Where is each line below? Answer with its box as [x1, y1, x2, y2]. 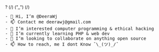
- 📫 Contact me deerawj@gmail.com [5, 19, 91, 25]
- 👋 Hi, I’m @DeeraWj [5, 14, 58, 19]
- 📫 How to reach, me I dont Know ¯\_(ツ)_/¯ [5, 42, 119, 47]
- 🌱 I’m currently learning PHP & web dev [5, 31, 110, 36]
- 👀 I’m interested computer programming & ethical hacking [5, 26, 155, 31]
